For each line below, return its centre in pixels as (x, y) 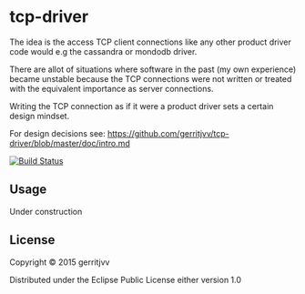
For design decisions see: (58, 133)
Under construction (46, 211)
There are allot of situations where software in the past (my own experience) (153, 69)
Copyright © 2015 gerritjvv (60, 262)
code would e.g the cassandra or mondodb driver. (103, 51)
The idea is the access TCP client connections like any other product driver (150, 42)
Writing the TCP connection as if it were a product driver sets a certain (142, 106)
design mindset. (40, 116)
